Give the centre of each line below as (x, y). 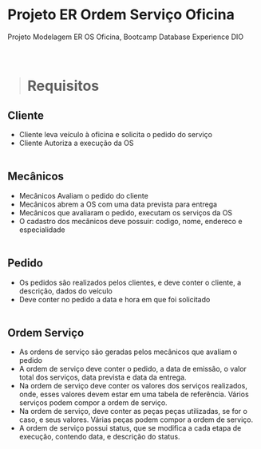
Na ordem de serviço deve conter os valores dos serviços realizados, (133, 386)
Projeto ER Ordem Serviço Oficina (121, 15)
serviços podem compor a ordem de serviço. (93, 403)
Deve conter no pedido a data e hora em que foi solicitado (115, 299)
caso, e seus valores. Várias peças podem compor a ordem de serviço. (136, 419)
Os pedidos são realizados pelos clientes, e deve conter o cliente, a (130, 282)
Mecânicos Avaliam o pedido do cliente (83, 195)
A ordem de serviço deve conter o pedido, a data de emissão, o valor (132, 369)
